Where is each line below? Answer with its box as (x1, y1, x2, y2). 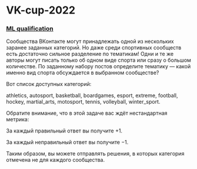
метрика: (6, 116, 29, 123)
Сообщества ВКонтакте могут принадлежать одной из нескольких (6, 38, 175, 45)
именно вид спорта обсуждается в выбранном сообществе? (6, 69, 159, 77)
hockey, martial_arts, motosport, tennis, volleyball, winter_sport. (6, 98, 161, 105)
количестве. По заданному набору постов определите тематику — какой (6, 63, 191, 70)
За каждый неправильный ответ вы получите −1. (6, 139, 129, 146)
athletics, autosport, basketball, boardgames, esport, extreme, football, (6, 92, 178, 99)
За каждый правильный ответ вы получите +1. (6, 127, 122, 134)
